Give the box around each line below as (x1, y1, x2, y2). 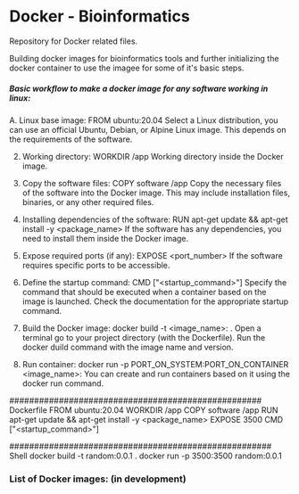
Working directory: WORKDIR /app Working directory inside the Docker (21, 151, 284, 161)
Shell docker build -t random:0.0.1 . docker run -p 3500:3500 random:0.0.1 (9, 450, 283, 461)
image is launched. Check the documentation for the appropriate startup (21, 296, 289, 307)
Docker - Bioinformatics (9, 6, 190, 27)
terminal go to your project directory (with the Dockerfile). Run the (21, 332, 266, 342)
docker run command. (21, 377, 104, 389)
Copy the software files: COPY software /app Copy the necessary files (21, 177, 282, 188)
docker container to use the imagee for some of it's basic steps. (9, 62, 245, 73)
